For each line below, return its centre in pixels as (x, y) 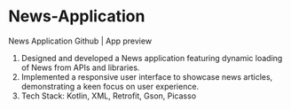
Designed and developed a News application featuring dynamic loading (152, 58)
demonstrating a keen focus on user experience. (110, 86)
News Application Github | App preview (80, 41)
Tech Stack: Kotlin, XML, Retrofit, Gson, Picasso (109, 96)
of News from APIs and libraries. (80, 67)
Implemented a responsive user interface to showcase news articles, (147, 76)
